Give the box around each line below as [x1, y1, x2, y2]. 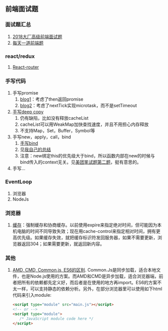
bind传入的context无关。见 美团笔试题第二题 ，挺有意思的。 [20, 159, 141, 165]
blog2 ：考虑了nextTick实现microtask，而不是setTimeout [20, 103, 137, 109]
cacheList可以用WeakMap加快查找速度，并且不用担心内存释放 [20, 121, 149, 127]
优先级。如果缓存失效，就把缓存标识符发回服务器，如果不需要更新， [17, 234, 158, 240]
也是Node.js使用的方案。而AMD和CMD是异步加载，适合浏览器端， [21, 273, 159, 279]
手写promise [12, 90, 39, 96]
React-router [12, 64, 39, 70]
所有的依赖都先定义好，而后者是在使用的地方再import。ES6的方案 [21, 280, 157, 286]
